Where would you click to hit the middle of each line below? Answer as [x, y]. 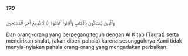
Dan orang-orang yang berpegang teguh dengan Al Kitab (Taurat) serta [93, 34]
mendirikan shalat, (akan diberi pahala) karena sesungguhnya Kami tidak [94, 40]
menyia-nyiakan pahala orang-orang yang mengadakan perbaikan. [87, 47]
